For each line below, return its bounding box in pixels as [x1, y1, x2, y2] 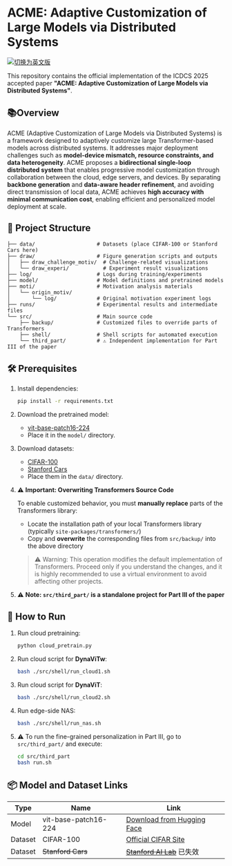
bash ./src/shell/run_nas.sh [17, 720, 101, 727]
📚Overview [7, 107, 60, 119]
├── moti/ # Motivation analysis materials [7, 283, 193, 290]
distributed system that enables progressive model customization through [7, 166, 220, 174]
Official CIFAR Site [126, 835, 185, 845]
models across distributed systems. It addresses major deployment [7, 144, 198, 152]
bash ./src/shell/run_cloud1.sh [17, 668, 110, 675]
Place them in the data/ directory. [27, 473, 124, 481]
